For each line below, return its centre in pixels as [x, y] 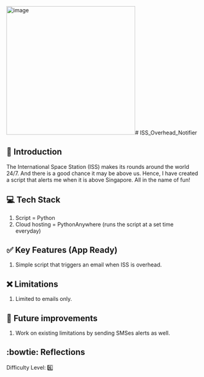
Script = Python [35, 217]
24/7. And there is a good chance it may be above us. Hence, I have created [102, 173]
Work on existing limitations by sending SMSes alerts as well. [92, 333]
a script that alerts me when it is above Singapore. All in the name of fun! [98, 180]
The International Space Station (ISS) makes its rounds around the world [98, 166]
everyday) [28, 231]
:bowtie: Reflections [46, 352]
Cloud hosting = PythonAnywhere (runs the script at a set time [94, 224]
